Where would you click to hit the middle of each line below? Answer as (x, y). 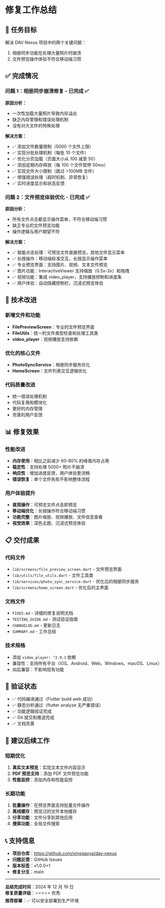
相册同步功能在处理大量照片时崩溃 (47, 53)
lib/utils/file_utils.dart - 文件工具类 (53, 575)
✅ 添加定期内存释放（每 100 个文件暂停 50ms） (60, 165)
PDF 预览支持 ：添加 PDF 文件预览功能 (50, 773)
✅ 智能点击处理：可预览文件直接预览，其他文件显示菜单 (69, 252)
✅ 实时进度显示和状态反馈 (38, 183)
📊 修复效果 (22, 432)
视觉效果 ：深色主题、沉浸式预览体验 (49, 523)
